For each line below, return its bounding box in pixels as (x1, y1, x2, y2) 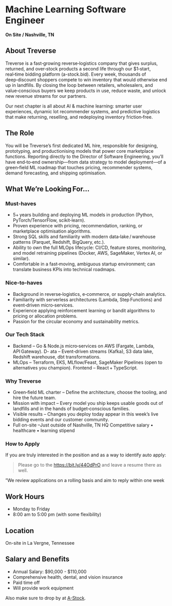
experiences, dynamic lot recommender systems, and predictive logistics (5, 108, 160, 114)
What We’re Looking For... (5, 184, 90, 193)
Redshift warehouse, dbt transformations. (12, 353, 101, 360)
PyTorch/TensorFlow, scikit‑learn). (12, 217, 86, 223)
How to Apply (5, 440, 40, 448)
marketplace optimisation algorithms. (12, 228, 91, 235)
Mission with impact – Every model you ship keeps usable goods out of (12, 400, 163, 406)
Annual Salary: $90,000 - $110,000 (12, 568, 87, 575)
